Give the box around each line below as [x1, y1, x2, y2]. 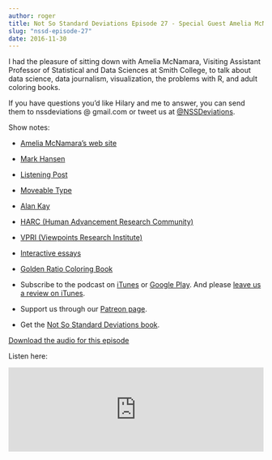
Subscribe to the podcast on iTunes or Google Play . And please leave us [19, 280, 261, 290]
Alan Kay [19, 201, 50, 211]
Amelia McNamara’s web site [19, 139, 117, 148]
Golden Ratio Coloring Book [19, 264, 113, 274]
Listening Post [19, 170, 68, 179]
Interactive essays [19, 248, 82, 258]
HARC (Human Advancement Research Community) [19, 217, 194, 227]
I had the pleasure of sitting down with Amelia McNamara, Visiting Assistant [8, 57, 261, 67]
